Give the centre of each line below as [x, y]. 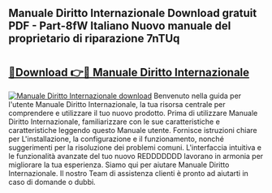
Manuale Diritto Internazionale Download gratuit [133, 13]
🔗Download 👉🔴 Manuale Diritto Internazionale [129, 72]
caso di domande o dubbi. [52, 182]
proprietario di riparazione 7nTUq [94, 39]
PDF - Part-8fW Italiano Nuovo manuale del [120, 26]
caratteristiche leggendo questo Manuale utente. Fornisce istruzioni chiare [133, 130]
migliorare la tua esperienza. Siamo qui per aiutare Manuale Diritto [119, 165]
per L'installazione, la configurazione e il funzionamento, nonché [117, 139]
